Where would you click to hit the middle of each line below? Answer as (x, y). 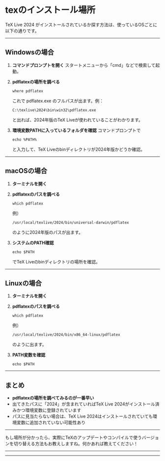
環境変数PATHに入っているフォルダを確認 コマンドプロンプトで (76, 130)
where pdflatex (28, 91)
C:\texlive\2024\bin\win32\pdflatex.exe (54, 110)
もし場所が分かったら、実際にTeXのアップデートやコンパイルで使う (74, 437)
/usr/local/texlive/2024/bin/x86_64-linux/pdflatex (66, 335)
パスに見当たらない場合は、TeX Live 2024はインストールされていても (82, 416)
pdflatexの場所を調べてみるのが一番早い (53, 398)
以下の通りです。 (22, 30)
